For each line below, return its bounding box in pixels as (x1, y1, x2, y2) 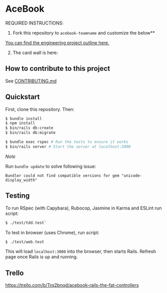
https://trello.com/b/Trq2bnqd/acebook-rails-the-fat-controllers (5, 282, 139, 288)
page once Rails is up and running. (5, 254, 78, 260)
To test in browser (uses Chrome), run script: (5, 229, 100, 235)
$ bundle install (5, 116, 42, 121)
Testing (5, 192, 30, 200)
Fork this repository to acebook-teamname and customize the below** (12, 30, 155, 36)
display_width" (5, 177, 38, 182)
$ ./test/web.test (5, 239, 44, 245)
